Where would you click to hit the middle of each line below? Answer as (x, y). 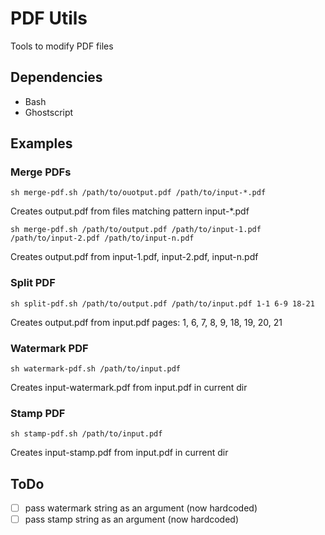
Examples (41, 143)
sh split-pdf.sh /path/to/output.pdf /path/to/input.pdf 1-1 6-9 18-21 (162, 303)
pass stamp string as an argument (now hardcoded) (132, 519)
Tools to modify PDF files (62, 46)
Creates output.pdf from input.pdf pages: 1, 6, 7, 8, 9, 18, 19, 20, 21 (146, 322)
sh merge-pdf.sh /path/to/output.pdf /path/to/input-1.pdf (136, 230)
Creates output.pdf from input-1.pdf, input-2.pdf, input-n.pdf (134, 257)
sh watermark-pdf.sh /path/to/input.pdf (96, 369)
